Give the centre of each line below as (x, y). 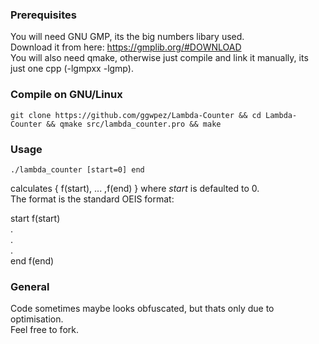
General (30, 286)
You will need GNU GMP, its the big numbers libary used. (127, 37)
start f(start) (35, 218)
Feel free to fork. (44, 330)
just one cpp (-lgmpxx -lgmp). (72, 69)
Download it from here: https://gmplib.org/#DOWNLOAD (126, 47)
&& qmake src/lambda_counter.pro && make (134, 124)
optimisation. (37, 319)
